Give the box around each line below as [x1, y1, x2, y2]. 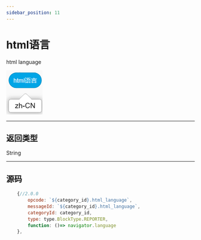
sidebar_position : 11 [6, 10, 60, 16]
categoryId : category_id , [28, 209, 93, 215]
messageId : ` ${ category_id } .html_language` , [28, 203, 141, 209]
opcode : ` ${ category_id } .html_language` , [28, 198, 133, 203]
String [6, 150, 22, 157]
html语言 [6, 38, 50, 51]
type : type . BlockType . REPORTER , [28, 216, 109, 222]
